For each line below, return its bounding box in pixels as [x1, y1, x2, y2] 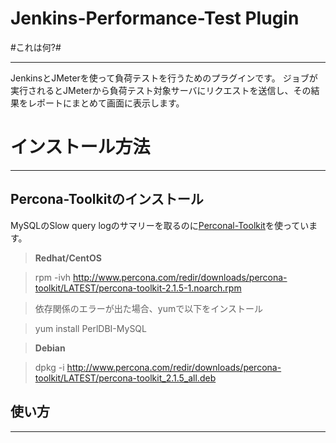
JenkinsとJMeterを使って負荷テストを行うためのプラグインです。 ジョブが [10, 72, 318, 84]
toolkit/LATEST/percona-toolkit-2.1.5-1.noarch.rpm [34, 282, 242, 294]
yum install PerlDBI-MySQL [34, 322, 147, 334]
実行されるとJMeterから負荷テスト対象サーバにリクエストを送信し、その [10, 84, 312, 96]
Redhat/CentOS [34, 252, 102, 264]
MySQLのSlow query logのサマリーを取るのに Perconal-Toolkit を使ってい [10, 219, 310, 231]
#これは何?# [10, 41, 62, 53]
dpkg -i [34, 361, 65, 373]
